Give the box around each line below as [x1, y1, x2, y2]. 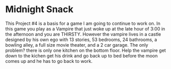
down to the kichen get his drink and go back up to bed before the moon [5, 52, 158, 59]
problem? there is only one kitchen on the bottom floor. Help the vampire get [5, 47, 166, 53]
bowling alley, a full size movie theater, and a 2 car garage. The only [5, 42, 149, 48]
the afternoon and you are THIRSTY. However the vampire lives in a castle [5, 31, 161, 37]
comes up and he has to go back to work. [5, 58, 93, 64]
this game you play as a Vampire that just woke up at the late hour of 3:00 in [5, 25, 165, 31]
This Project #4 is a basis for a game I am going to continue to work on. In [5, 20, 161, 26]
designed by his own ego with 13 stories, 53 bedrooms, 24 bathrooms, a [5, 37, 157, 43]
